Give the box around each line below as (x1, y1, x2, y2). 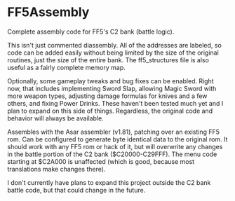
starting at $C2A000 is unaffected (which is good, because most (7, 157, 195, 165)
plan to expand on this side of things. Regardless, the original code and (7, 106, 213, 115)
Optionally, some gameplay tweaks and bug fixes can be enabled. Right (7, 76, 214, 85)
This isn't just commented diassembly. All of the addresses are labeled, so (7, 41, 222, 49)
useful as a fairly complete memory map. (7, 63, 126, 71)
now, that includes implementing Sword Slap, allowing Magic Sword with (7, 84, 217, 92)
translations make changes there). (7, 165, 106, 173)
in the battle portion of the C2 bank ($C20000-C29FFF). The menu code (7, 150, 217, 158)
